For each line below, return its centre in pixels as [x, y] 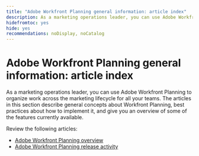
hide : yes [18, 28]
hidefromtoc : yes [28, 23]
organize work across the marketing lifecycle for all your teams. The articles [99, 98]
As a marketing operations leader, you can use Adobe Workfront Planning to [99, 92]
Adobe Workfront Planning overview [59, 141]
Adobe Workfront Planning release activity [66, 147]
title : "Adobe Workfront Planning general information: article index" [96, 12]
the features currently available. [45, 117]
